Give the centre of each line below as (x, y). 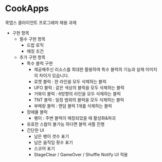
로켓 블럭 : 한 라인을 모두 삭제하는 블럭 (70, 81)
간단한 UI (36, 130)
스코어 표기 (44, 148)
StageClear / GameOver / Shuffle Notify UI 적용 (81, 154)
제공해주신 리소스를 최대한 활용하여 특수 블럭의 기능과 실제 (89, 69)
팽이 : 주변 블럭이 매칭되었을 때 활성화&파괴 (75, 118)
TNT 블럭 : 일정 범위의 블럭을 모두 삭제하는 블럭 (79, 100)
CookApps (27, 9)
